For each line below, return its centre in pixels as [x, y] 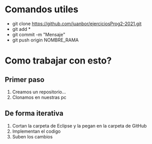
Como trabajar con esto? [58, 61]
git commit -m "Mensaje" [39, 34]
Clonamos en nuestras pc [39, 97]
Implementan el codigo [36, 131]
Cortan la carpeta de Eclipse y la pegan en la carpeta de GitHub [79, 126]
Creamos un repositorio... [39, 92]
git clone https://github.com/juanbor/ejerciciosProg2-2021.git [77, 24]
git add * [21, 29]
